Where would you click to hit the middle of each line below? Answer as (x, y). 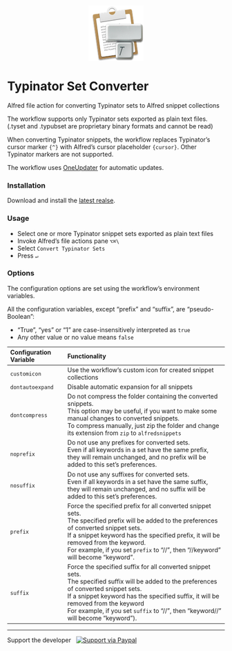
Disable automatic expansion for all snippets (130, 387)
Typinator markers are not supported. (60, 154)
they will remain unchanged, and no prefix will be (137, 457)
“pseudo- (200, 309)
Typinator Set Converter (78, 87)
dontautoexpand (32, 387)
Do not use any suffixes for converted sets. (128, 474)
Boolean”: (21, 316)
